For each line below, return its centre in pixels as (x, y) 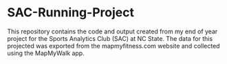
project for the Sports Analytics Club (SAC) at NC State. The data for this (110, 38)
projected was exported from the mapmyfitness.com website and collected (113, 46)
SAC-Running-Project (71, 13)
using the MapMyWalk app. (46, 53)
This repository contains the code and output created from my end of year (112, 31)
